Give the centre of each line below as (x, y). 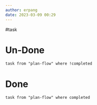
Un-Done (25, 50)
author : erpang (21, 10)
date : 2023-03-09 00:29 (31, 15)
